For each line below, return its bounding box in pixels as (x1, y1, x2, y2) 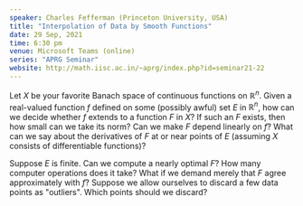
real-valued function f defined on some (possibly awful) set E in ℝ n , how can (9, 100, 295, 113)
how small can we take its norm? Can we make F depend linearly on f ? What (9, 121, 294, 132)
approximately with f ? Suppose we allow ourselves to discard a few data (9, 177, 279, 188)
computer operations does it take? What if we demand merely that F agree (9, 168, 287, 179)
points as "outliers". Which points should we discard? (9, 187, 208, 198)
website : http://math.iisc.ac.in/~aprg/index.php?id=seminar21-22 (9, 64, 265, 73)
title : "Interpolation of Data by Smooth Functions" (9, 22, 213, 31)
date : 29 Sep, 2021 (9, 30, 83, 39)
